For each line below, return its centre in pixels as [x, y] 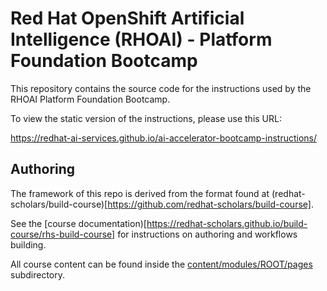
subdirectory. [38, 274]
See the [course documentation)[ [78, 223]
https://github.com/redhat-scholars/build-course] [209, 204]
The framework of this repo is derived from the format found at [140, 193]
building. [28, 244]
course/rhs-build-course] [63, 234]
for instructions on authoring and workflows [207, 234]
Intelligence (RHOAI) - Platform [141, 39]
